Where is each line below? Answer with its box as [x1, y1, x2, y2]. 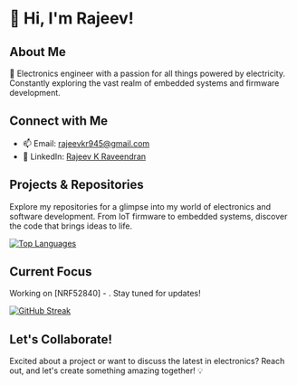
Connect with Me [9, 113, 109, 129]
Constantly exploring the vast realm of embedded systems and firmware [9, 78, 280, 89]
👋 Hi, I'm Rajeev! [9, 8, 134, 29]
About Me [9, 44, 66, 60]
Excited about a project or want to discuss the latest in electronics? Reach [9, 356, 285, 367]
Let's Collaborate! [9, 332, 113, 347]
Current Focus [9, 264, 92, 279]
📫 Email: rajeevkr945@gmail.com [22, 137, 150, 148]
